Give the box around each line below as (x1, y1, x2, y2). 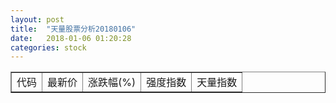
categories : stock (10, 42, 87, 53)
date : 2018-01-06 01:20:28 (10, 33, 132, 43)
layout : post (10, 14, 65, 25)
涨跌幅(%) (88, 76, 137, 90)
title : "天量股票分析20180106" (10, 24, 137, 34)
